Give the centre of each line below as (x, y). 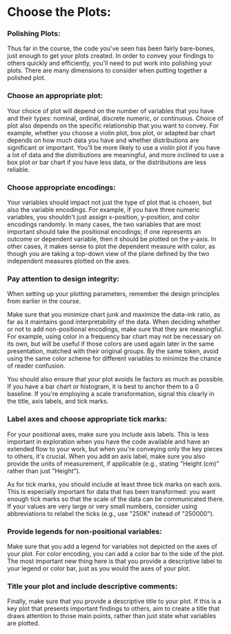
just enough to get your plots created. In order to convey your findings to (110, 56)
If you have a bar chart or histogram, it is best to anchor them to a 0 (103, 386)
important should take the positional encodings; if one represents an (104, 232)
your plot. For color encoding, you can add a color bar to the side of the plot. (116, 553)
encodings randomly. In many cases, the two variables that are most (104, 224)
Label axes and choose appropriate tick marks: (87, 419)
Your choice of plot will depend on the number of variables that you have (111, 110)
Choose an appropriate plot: (55, 96)
